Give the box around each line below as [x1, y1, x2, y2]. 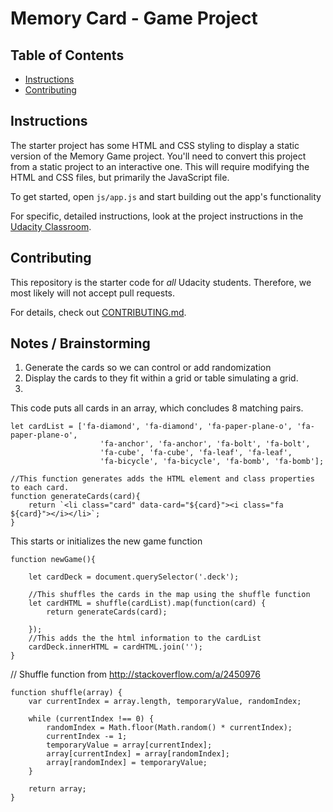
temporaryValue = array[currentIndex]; [46, 740, 213, 751]
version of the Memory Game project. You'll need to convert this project [10, 150, 307, 162]
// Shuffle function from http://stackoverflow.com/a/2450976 [10, 668, 261, 681]
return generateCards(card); [46, 607, 168, 617]
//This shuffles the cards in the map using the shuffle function [28, 590, 311, 600]
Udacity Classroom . [10, 220, 92, 232]
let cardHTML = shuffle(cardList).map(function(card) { [28, 598, 267, 609]
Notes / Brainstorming [10, 335, 151, 352]
